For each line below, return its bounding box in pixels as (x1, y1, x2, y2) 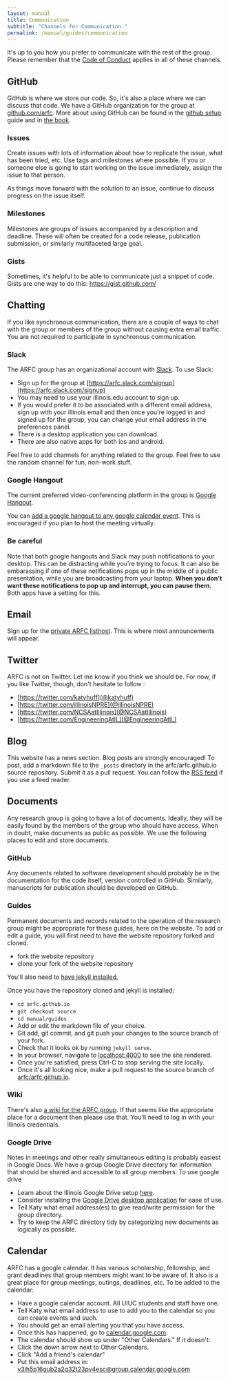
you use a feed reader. (7, 776, 71, 784)
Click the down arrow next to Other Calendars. (17, 1343, 149, 1351)
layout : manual (7, 10, 51, 17)
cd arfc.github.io (17, 1000, 70, 1008)
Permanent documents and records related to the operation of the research (7, 916, 221, 925)
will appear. (7, 634, 40, 643)
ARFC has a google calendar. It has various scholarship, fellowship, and (7, 1263, 210, 1272)
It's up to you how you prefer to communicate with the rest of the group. (7, 48, 212, 57)
